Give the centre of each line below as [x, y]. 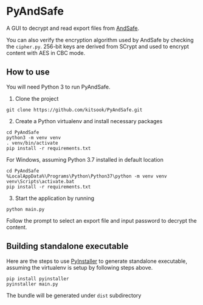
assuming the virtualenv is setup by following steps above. [80, 267]
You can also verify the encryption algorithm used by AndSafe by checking [100, 40]
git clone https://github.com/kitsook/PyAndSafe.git [74, 110]
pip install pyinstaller [38, 279]
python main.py [26, 209]
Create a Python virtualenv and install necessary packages [89, 121]
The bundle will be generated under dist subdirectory [74, 295]
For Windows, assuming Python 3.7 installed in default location [85, 159]
